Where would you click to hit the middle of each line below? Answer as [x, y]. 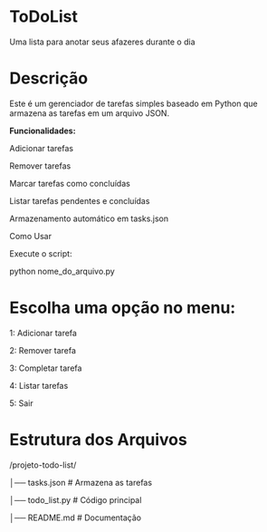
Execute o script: [41, 253]
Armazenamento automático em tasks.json [89, 218]
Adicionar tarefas [42, 148]
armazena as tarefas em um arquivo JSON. [90, 113]
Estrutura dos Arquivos [98, 440]
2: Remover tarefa [43, 350]
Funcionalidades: [43, 131]
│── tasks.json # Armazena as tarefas [81, 482]
